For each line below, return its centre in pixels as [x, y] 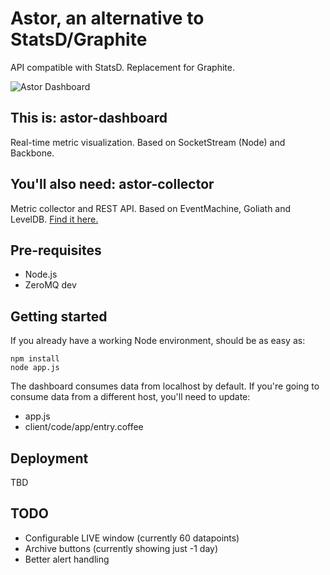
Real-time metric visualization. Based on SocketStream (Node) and [148, 142]
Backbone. [32, 153]
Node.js [41, 274]
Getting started [59, 316]
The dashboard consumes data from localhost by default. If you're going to [165, 386]
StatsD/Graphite [79, 39]
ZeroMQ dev [50, 285]
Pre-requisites [56, 250]
